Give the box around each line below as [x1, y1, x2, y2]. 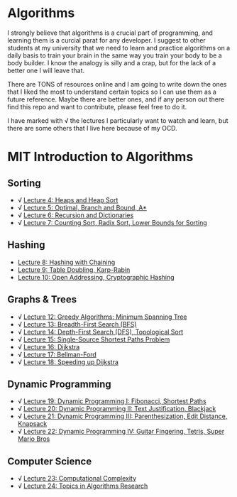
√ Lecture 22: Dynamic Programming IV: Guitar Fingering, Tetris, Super [17, 427, 225, 436]
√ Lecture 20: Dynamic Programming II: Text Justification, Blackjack [17, 405, 216, 413]
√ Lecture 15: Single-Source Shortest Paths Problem [17, 335, 170, 344]
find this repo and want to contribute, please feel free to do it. [7, 102, 187, 111]
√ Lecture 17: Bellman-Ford [17, 350, 97, 359]
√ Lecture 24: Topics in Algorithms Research [17, 481, 148, 491]
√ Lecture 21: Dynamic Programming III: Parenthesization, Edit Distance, [17, 412, 228, 420]
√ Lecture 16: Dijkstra [17, 342, 80, 351]
